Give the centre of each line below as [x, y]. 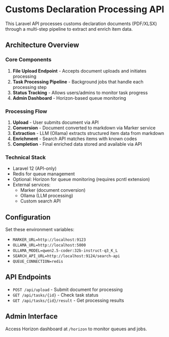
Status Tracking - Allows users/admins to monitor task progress [80, 93]
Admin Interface [32, 316]
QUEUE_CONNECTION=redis [38, 262]
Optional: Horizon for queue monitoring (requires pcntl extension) [81, 179]
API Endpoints [28, 277]
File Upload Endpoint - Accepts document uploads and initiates [79, 71]
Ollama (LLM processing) [47, 196]
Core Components [29, 60]
